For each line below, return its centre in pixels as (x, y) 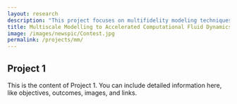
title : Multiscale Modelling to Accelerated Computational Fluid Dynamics (120, 27)
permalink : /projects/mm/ (45, 40)
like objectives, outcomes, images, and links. (72, 93)
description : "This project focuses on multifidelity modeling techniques (120, 20)
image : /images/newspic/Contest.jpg (61, 33)
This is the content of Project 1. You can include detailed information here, (115, 85)
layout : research (33, 14)
